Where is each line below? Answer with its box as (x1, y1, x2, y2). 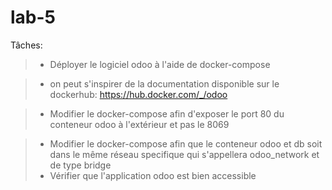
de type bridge (49, 159, 112, 171)
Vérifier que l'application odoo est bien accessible (49, 169, 257, 181)
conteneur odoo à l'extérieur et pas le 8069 (49, 118, 230, 130)
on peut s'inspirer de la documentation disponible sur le (49, 77, 280, 90)
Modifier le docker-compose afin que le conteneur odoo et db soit (49, 137, 323, 150)
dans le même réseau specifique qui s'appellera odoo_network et (49, 148, 320, 160)
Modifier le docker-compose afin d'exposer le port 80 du (49, 107, 285, 120)
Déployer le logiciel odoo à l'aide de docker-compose (49, 58, 271, 70)
